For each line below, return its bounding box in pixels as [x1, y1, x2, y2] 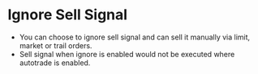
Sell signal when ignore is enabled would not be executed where [19, 49, 235, 59]
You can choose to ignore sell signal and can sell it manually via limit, [19, 32, 251, 42]
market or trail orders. [19, 40, 92, 50]
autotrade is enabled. [19, 58, 91, 68]
